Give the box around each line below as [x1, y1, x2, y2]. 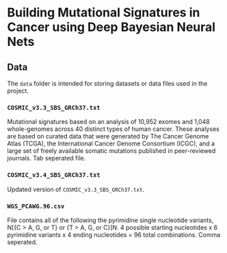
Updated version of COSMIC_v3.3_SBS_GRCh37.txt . [7, 185, 145, 193]
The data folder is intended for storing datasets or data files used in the [7, 80, 208, 87]
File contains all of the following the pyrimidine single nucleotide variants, [7, 216, 214, 224]
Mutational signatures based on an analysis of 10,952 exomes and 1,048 [7, 118, 210, 126]
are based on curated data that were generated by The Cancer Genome [7, 132, 209, 141]
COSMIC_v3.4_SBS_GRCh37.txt [7, 171, 101, 179]
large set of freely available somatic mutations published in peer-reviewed [7, 147, 216, 155]
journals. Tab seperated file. [7, 154, 86, 162]
